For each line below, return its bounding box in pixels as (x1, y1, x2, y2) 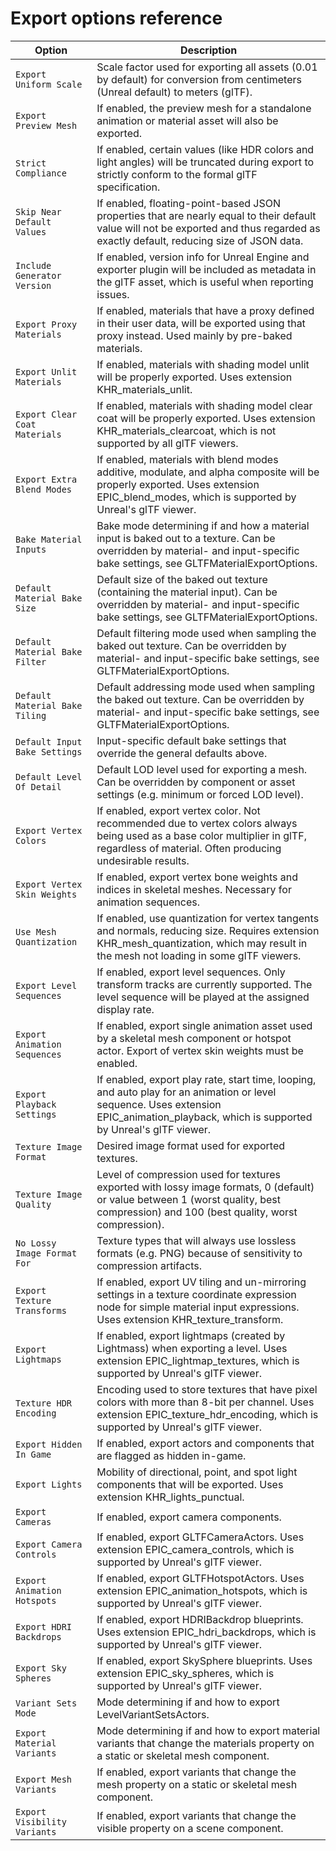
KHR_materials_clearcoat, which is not (96, 423, 277, 437)
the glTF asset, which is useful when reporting (96, 275, 314, 289)
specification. (96, 180, 161, 194)
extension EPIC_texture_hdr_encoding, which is (96, 1407, 319, 1421)
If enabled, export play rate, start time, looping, (96, 1072, 317, 1086)
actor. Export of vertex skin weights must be (96, 1043, 304, 1057)
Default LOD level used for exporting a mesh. (96, 762, 308, 776)
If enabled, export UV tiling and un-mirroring (96, 1275, 307, 1289)
